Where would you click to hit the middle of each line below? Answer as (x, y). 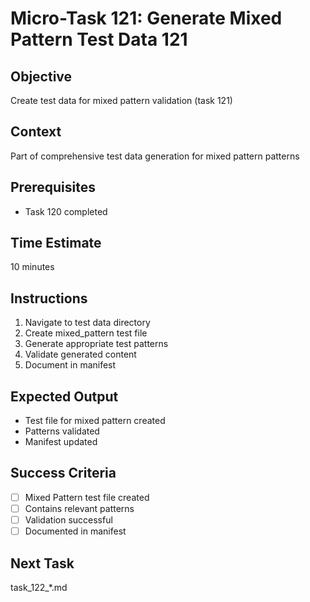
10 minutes (32, 267)
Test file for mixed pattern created (95, 421)
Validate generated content (80, 354)
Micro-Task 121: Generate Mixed (146, 18)
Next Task (42, 563)
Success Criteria (63, 473)
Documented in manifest (75, 531)
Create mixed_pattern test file (86, 333)
